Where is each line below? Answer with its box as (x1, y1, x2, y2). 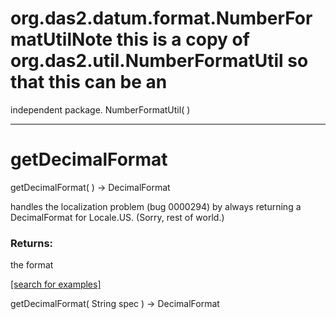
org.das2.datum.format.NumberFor (10, 7, 313, 30)
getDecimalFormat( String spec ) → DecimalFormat (10, 298, 220, 310)
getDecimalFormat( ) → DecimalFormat (10, 181, 171, 193)
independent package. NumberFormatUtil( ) (10, 103, 191, 116)
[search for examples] (10, 278, 102, 291)
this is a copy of (116, 28, 250, 51)
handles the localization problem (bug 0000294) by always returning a (10, 200, 302, 212)
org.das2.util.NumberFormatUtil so (10, 50, 309, 72)
